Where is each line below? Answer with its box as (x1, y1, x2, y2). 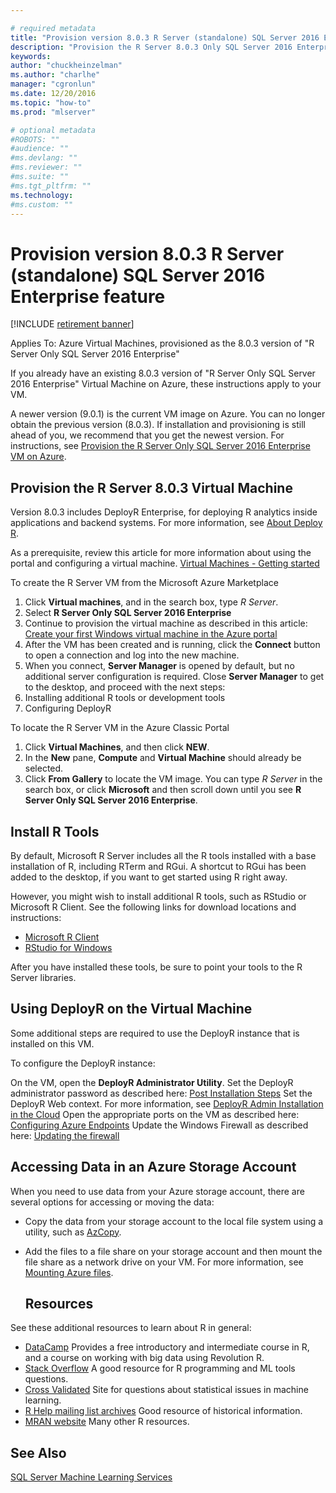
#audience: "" (10, 144, 70, 154)
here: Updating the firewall (10, 1129, 120, 1141)
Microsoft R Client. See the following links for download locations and (10, 901, 297, 913)
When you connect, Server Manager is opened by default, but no (24, 660, 295, 672)
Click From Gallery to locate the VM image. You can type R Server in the (24, 773, 323, 785)
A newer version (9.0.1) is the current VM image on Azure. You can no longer (10, 408, 326, 420)
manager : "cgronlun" (10, 79, 97, 90)
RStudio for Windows (24, 941, 113, 953)
